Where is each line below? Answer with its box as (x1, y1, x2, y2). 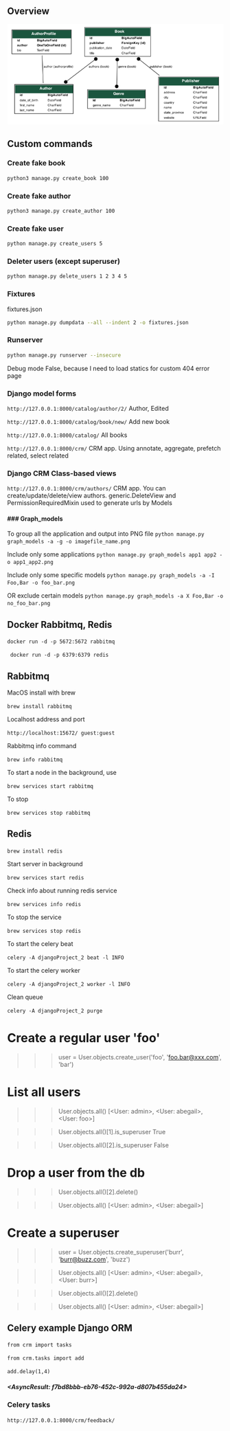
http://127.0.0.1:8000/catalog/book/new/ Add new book (7, 417, 170, 425)
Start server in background (7, 859, 84, 868)
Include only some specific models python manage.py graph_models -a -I (7, 571, 215, 579)
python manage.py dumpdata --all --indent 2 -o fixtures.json (7, 319, 189, 326)
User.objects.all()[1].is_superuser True (58, 1127, 166, 1136)
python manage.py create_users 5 (7, 240, 103, 247)
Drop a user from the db (7, 1164, 146, 1180)
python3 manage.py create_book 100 (7, 174, 109, 181)
